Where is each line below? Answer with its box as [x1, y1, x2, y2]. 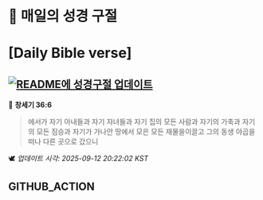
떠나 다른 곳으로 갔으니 [27, 137, 99, 147]
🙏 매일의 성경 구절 [8, 7, 118, 25]
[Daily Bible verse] [8, 44, 132, 62]
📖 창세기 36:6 [8, 100, 52, 110]
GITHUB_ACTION [8, 179, 96, 193]
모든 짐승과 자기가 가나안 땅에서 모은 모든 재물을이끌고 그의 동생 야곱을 [36, 127, 256, 137]
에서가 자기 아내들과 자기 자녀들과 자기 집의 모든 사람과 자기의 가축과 [27, 117, 241, 127]
